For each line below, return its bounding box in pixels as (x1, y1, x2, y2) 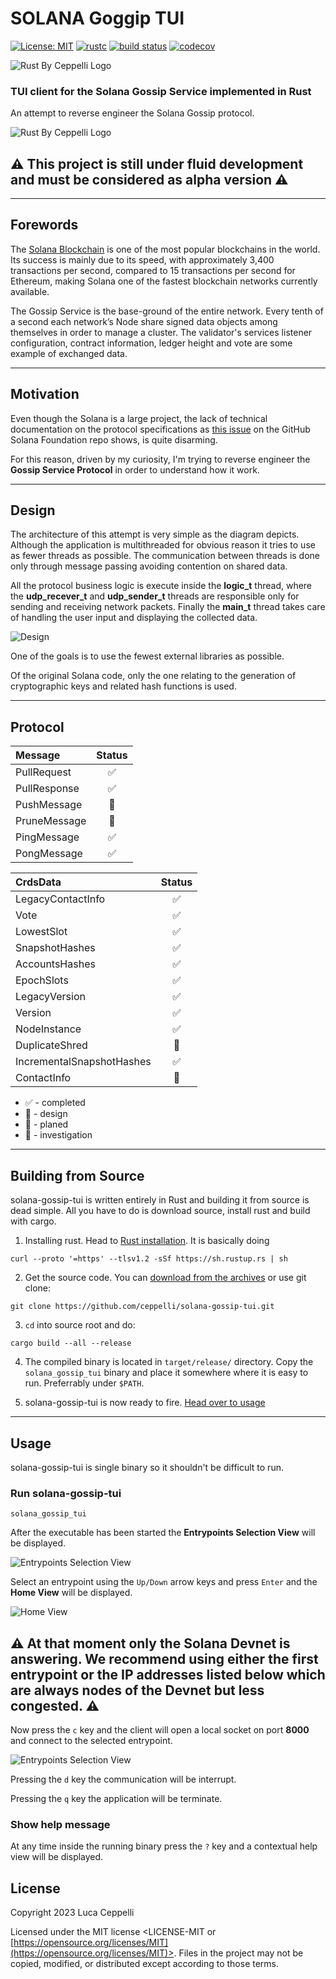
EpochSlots (15, 973, 69, 987)
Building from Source (10, 1167, 145, 1184)
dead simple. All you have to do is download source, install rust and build (10, 1205, 311, 1217)
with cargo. (10, 1215, 57, 1227)
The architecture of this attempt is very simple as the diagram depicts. (10, 528, 300, 541)
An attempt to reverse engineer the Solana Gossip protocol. (10, 107, 255, 119)
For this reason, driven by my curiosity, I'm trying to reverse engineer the (10, 453, 311, 465)
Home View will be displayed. (10, 1587, 133, 1599)
